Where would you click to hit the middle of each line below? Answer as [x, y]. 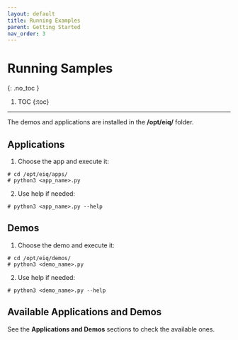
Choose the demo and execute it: [66, 245]
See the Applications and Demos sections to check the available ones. [111, 329]
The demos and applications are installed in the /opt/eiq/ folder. [101, 122]
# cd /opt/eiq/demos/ [39, 258]
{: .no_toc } [23, 88]
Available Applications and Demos [85, 312]
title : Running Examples [44, 20]
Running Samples [60, 69]
